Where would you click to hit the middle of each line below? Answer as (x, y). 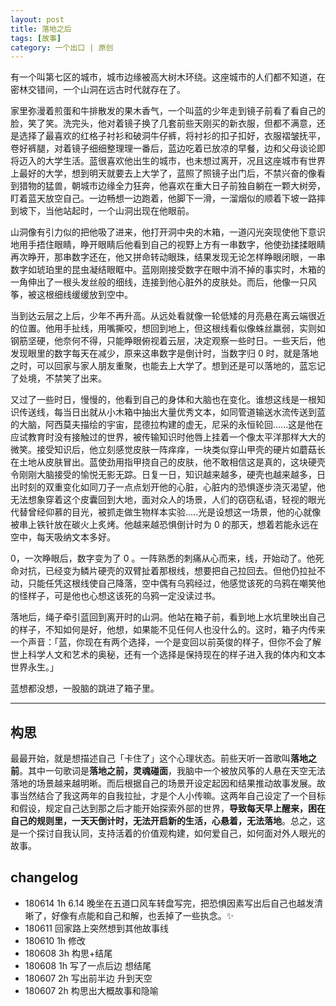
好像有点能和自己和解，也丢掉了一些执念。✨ (143, 915)
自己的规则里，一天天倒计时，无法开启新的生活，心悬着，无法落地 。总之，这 (168, 821)
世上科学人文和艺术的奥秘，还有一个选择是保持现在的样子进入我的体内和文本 (168, 655)
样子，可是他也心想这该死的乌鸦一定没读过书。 (124, 596)
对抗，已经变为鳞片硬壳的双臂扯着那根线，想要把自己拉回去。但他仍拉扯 (167, 571)
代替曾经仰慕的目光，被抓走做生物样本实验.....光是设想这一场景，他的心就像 (166, 512)
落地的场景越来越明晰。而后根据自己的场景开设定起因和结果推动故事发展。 (163, 783)
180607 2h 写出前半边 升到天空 (88, 978)
